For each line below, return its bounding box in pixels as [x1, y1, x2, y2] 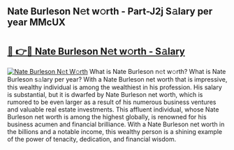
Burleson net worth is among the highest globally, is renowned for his [7, 113, 207, 121]
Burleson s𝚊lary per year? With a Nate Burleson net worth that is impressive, [7, 75, 228, 83]
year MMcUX [7, 17, 66, 29]
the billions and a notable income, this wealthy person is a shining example [7, 128, 222, 135]
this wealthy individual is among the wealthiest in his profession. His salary [7, 83, 222, 91]
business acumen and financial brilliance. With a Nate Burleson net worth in [7, 120, 225, 128]
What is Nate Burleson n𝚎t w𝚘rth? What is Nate [89, 68, 226, 75]
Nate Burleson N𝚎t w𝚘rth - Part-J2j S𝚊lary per [7, 6, 213, 17]
